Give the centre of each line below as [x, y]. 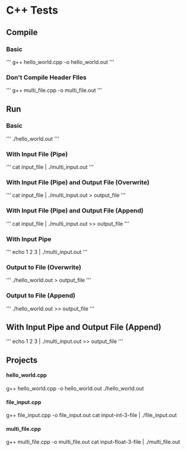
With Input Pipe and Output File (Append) [84, 327]
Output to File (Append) [41, 296]
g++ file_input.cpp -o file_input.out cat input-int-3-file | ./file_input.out [92, 415]
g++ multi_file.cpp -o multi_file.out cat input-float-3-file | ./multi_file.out [93, 442]
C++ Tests [32, 10]
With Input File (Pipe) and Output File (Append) [75, 211]
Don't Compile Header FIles [46, 77]
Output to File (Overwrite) [44, 267]
